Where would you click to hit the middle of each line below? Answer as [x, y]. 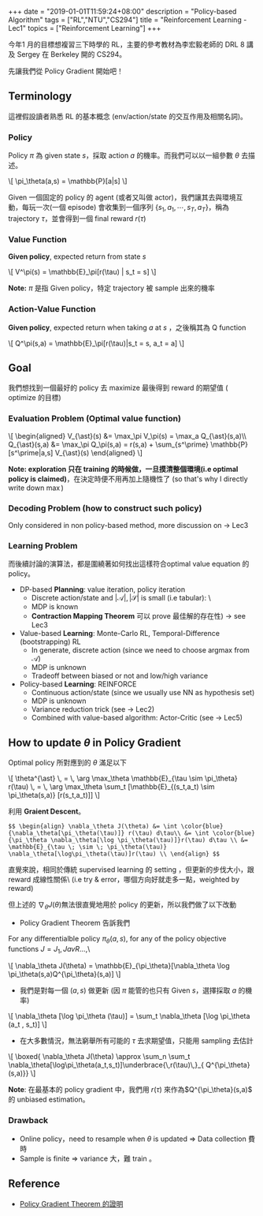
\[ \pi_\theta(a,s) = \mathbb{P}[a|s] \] [68, 181]
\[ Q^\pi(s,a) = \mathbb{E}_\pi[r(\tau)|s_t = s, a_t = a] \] [96, 343]
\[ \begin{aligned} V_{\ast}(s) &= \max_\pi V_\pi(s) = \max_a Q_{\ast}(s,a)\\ [127, 436]
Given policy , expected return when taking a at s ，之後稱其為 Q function [127, 327]
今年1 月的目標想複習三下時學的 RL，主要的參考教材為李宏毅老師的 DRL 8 [127, 44]
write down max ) [36, 488]
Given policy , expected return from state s [77, 256]
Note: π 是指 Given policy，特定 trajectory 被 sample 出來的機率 [111, 288]
